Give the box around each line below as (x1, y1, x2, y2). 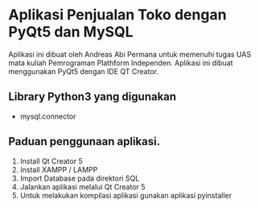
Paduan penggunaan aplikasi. (8, 135, 161, 148)
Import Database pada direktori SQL (19, 173, 140, 183)
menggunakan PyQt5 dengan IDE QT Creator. (8, 66, 159, 76)
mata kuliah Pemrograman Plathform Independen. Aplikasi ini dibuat (8, 58, 233, 68)
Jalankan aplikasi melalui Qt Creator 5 (19, 181, 146, 191)
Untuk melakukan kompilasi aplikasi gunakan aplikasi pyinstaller (19, 190, 232, 200)
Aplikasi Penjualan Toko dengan (8, 6, 227, 24)
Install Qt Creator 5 (19, 156, 83, 166)
